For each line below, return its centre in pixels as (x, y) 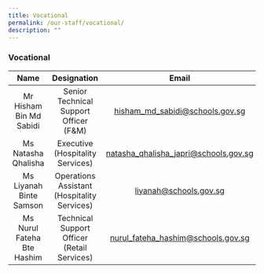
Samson (28, 205)
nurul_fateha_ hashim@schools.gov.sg (180, 238)
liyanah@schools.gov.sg (180, 190)
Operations (75, 175)
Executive (75, 143)
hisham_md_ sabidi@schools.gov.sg (180, 111)
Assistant (75, 186)
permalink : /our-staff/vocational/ (66, 23)
